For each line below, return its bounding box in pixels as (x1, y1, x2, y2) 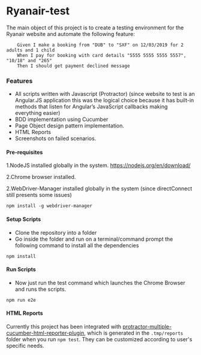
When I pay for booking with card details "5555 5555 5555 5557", (17, 52, 187, 58)
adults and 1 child (6, 47, 55, 53)
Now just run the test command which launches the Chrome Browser (14, 279, 186, 286)
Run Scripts (6, 266, 36, 273)
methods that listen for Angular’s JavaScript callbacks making (14, 103, 168, 110)
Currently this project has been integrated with (6, 323, 122, 330)
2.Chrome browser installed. (6, 174, 76, 181)
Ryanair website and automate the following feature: (6, 30, 135, 37)
